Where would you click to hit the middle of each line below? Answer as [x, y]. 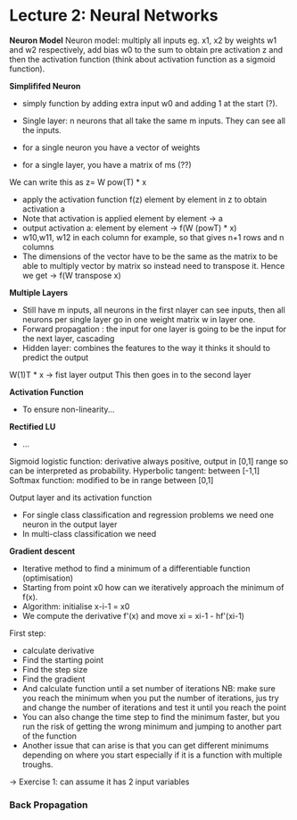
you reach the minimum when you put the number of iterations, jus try [150, 698]
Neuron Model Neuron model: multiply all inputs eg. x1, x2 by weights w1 [143, 40]
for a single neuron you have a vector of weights [111, 147]
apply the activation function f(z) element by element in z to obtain [144, 199]
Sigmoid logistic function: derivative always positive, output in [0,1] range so [149, 461]
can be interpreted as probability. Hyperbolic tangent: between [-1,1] [135, 471]
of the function [49, 736]
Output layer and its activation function [81, 498]
